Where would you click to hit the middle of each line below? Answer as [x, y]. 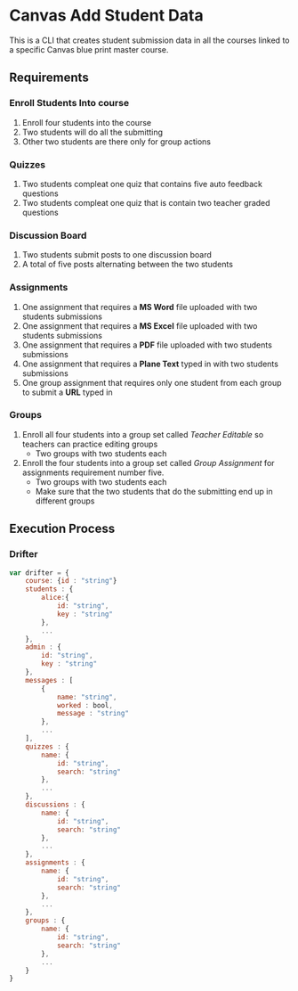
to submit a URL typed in [67, 392]
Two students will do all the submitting [92, 132]
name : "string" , [87, 697]
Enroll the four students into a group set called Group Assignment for [148, 463]
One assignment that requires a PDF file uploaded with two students [147, 345]
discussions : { [56, 805]
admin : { [44, 647]
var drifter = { [39, 573]
